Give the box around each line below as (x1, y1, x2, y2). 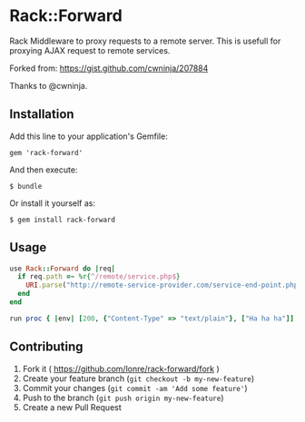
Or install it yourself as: (9, 197, 95, 209)
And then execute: (9, 164, 78, 175)
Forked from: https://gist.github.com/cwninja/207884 (9, 63, 209, 74)
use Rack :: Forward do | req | (9, 264, 116, 273)
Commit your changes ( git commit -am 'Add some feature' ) (22, 382, 248, 393)
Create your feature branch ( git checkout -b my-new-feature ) (22, 373, 255, 384)
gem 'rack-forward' (9, 148, 84, 157)
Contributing (9, 339, 84, 355)
